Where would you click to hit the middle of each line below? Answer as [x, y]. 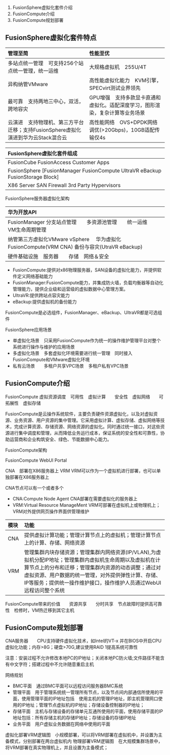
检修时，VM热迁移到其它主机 [44, 610]
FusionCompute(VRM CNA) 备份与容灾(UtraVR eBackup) [75, 247]
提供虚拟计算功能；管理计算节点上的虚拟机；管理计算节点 [92, 535]
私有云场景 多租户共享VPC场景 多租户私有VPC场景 [71, 366]
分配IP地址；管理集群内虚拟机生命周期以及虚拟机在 [95, 560]
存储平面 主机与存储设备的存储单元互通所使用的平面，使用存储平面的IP [88, 711]
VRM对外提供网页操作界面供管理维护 [51, 511]
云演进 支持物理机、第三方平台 [46, 122]
